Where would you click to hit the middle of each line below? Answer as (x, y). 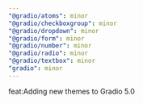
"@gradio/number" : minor (50, 46)
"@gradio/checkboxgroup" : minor (63, 23)
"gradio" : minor (36, 69)
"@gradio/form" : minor (46, 38)
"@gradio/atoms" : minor (48, 16)
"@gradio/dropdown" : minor (54, 31)
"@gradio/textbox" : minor (52, 61)
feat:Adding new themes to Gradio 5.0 (71, 91)
